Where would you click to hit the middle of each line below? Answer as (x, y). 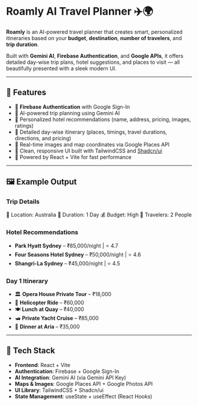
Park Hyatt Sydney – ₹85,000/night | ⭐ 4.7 (67, 245)
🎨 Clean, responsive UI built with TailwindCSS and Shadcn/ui (88, 151)
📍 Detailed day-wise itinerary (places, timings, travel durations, (91, 132)
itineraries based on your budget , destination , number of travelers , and (94, 38)
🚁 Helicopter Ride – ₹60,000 (49, 303)
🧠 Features (26, 92)
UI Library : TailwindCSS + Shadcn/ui (59, 390)
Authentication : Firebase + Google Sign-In (67, 371)
